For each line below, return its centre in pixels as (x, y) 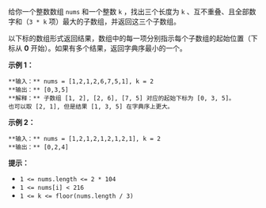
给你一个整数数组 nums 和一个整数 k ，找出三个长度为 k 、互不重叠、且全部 (129, 11)
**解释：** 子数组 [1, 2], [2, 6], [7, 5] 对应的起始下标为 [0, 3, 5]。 (122, 98)
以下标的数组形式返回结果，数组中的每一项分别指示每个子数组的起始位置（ (129, 38)
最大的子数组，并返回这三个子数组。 (121, 21)
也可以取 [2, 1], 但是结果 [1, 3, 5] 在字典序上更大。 (91, 107)
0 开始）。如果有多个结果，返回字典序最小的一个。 (105, 48)
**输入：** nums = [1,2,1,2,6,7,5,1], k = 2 (81, 81)
